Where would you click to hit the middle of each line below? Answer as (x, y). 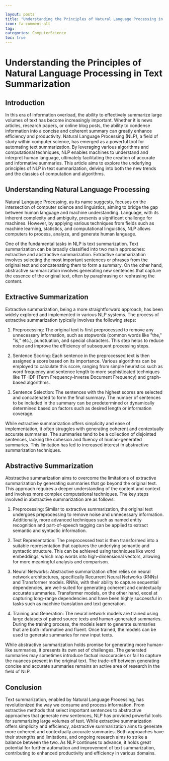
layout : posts (20, 14)
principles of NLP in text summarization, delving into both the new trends (81, 168)
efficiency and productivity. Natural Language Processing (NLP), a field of (82, 136)
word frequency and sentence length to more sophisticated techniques (86, 372)
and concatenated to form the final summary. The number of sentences (87, 397)
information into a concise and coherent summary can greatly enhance (79, 131)
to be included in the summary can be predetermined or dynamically (83, 403)
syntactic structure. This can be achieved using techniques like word (84, 551)
